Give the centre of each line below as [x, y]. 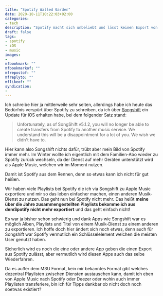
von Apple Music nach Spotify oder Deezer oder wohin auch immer [72, 279]
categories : [17, 18]
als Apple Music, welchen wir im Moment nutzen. [54, 165]
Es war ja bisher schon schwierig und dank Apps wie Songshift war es [75, 219]
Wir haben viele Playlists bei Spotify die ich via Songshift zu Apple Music [78, 189]
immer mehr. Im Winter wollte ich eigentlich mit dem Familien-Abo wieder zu [81, 155]
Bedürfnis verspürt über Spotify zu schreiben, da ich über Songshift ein [77, 110]
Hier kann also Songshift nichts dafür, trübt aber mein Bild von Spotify [75, 149]
